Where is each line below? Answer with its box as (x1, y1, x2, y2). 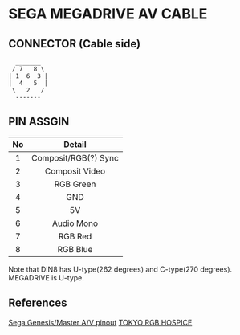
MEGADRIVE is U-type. (8, 272, 84, 282)
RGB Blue (57, 243, 93, 255)
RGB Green (54, 178, 96, 190)
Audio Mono (51, 218, 99, 229)
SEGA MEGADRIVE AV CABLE (8, 5, 208, 23)
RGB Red (58, 231, 92, 242)
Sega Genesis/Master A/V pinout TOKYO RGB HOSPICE (8, 317, 193, 327)
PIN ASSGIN (8, 115, 70, 129)
